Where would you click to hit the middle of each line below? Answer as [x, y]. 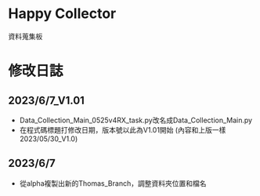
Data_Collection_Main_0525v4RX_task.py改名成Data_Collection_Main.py [136, 120]
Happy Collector [62, 14]
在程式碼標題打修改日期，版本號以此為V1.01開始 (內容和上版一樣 [123, 129]
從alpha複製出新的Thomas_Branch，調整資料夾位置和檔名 [113, 183]
